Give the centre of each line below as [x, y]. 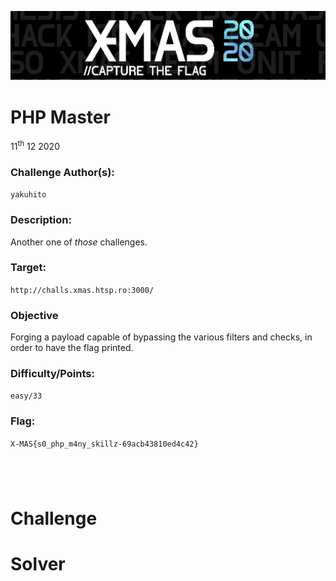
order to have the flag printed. [72, 348]
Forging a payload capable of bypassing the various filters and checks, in [161, 337]
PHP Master [60, 117]
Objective [34, 315]
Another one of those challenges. [79, 242]
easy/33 [26, 396]
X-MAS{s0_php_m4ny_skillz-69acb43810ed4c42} [104, 444]
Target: [28, 268]
